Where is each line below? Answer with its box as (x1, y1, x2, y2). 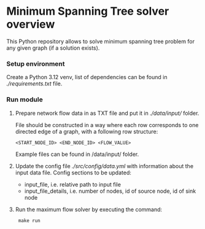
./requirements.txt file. (6, 80, 63, 87)
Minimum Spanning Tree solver (6, 4, 169, 18)
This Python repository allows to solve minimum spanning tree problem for (6, 37, 195, 45)
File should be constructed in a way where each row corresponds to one (15, 121, 199, 128)
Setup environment (6, 60, 66, 68)
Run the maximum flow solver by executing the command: (15, 206, 163, 213)
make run (18, 217, 41, 223)
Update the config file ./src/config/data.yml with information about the (15, 162, 194, 169)
